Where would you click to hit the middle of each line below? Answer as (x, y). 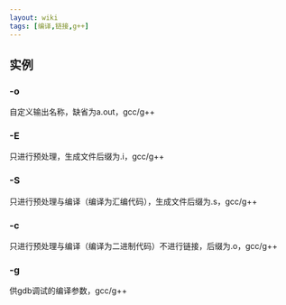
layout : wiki (34, 18)
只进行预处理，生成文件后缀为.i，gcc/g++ (87, 157)
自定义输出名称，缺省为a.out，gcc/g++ (82, 112)
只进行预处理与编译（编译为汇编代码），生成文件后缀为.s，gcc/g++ (134, 201)
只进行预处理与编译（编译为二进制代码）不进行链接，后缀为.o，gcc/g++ (143, 246)
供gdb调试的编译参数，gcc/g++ (69, 291)
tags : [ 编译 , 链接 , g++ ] (49, 26)
